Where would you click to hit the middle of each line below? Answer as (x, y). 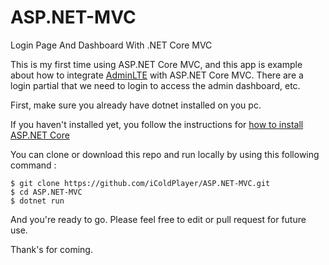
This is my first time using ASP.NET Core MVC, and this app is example (156, 64)
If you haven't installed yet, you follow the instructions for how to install (157, 124)
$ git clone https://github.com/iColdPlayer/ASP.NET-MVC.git (140, 183)
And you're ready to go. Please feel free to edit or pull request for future (158, 219)
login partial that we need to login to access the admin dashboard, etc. (155, 85)
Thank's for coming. (51, 249)
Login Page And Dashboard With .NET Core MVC (111, 45)
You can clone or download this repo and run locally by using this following (165, 154)
